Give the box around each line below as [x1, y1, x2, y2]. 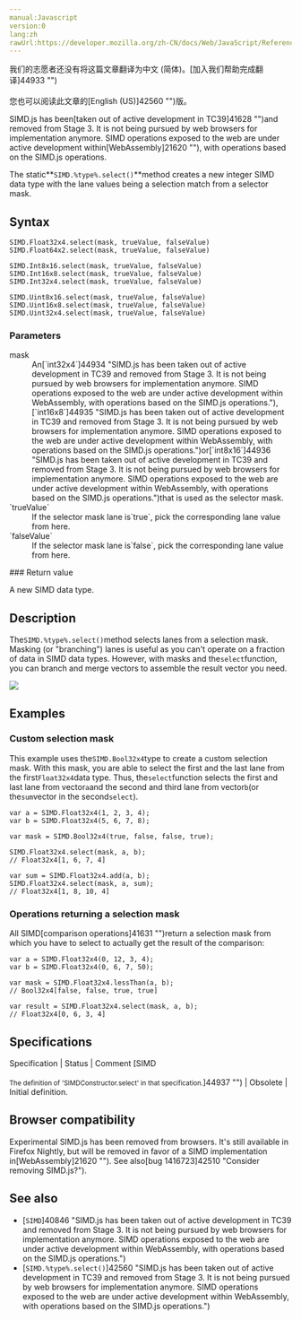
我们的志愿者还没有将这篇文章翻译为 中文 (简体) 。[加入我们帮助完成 [9, 64, 256, 74]
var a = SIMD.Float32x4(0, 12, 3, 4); [9, 955, 154, 964]
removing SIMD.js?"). [9, 1165, 88, 1176]
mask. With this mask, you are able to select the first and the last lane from [9, 762, 285, 773]
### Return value [9, 567, 73, 578]
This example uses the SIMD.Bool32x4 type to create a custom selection [9, 752, 269, 763]
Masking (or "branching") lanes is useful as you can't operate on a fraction [9, 644, 285, 655]
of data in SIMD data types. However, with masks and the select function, [9, 654, 278, 664]
